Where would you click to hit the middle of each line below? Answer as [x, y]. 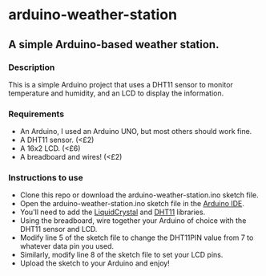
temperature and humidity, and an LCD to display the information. [116, 93]
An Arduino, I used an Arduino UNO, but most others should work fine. [136, 132]
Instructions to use [46, 178]
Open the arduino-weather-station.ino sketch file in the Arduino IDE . [132, 204]
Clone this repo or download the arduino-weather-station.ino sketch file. [139, 195]
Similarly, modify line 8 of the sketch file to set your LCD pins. [121, 255]
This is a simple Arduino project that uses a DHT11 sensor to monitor [121, 84]
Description [32, 67]
